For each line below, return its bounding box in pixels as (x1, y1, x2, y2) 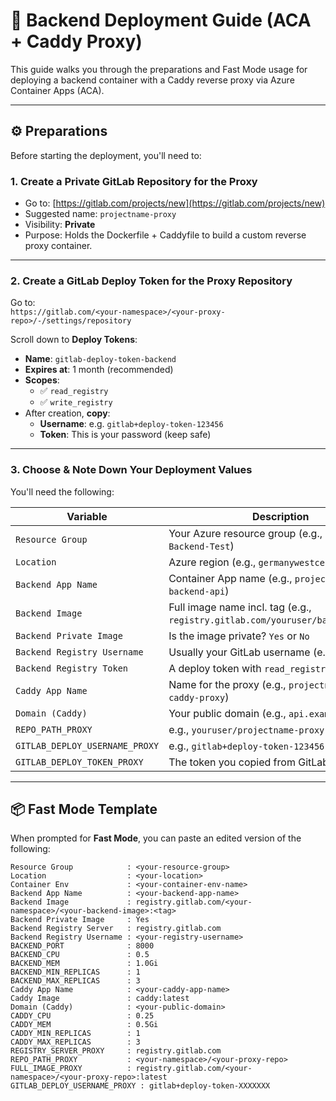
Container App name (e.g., (168, 571, 293, 585)
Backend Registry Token (15, 662, 129, 674)
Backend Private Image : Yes (10, 915, 150, 925)
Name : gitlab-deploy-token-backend (24, 353, 177, 365)
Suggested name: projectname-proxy (24, 208, 177, 220)
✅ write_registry (39, 396, 113, 408)
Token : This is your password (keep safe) (39, 429, 212, 441)
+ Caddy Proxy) (10, 30, 143, 53)
